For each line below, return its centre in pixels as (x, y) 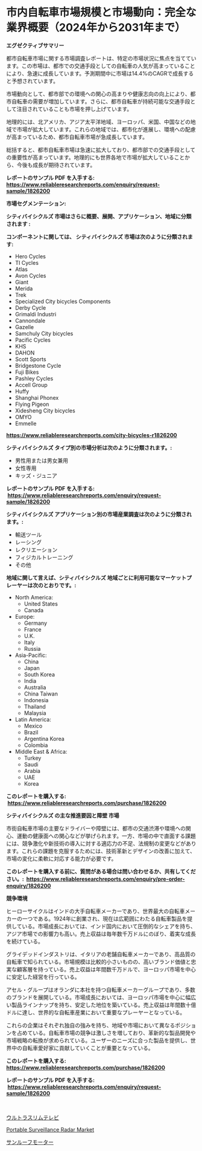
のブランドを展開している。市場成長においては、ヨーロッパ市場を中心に (96, 997)
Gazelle (24, 327)
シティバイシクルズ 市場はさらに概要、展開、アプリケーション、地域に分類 (99, 216)
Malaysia (35, 713)
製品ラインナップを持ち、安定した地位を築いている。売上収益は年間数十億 (104, 1005)
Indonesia (36, 700)
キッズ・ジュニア (36, 475)
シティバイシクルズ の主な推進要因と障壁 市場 (63, 815)
